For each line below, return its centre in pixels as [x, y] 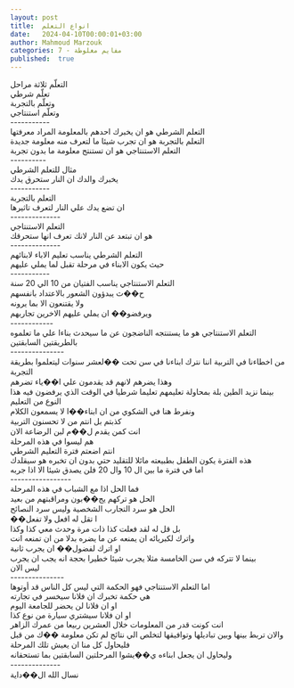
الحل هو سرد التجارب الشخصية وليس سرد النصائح [93, 508]
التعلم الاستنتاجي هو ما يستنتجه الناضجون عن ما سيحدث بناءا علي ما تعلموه [133, 332]
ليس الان [25, 568]
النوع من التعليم [36, 401]
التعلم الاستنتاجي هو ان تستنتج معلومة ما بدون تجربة [95, 151]
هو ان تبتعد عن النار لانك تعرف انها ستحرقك [82, 236]
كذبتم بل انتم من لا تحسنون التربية [66, 421]
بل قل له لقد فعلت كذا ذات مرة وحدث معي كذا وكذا [95, 528]
